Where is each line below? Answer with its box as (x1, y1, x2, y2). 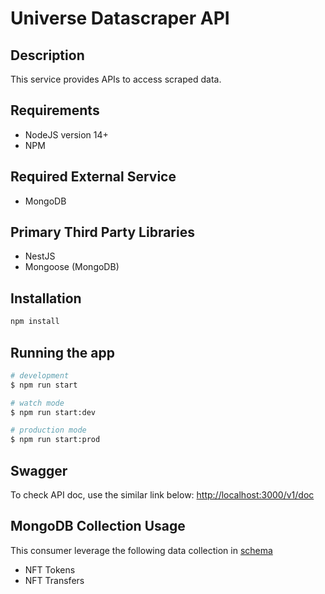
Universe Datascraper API (10, 7, 230, 30)
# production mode (10, 425, 87, 436)
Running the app (10, 344, 115, 361)
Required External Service (10, 168, 177, 186)
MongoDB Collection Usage (10, 518, 186, 535)
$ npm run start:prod (10, 435, 101, 445)
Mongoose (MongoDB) (24, 261, 120, 273)
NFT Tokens (24, 563, 76, 576)
